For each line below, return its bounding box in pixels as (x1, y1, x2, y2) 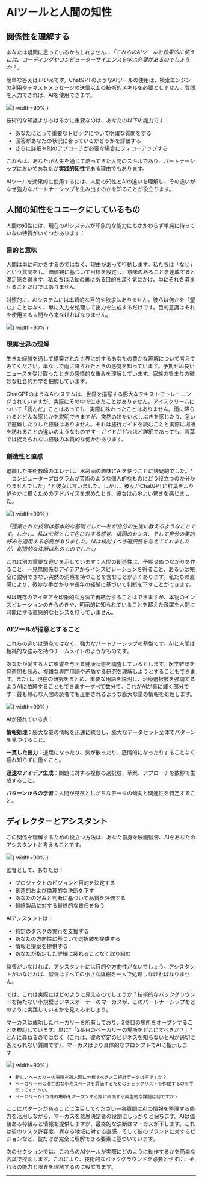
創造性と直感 (6, 452, 44, 461)
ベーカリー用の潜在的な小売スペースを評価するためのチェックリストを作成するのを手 (14, 1081, 194, 1087)
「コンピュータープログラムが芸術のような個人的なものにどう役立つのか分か (6, 475, 195, 482)
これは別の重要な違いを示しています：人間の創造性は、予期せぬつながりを (6, 558, 191, 565)
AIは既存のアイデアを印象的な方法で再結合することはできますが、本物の (6, 593, 185, 601)
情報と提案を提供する (14, 942, 68, 950)
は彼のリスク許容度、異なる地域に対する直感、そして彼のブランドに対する (6, 1127, 191, 1134)
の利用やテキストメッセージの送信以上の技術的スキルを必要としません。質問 (6, 84, 195, 91)
